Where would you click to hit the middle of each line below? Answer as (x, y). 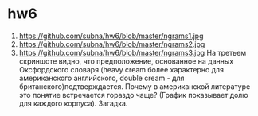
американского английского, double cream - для (102, 78)
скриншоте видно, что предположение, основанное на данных (126, 61)
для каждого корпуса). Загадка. (73, 103)
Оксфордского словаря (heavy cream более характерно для (121, 69)
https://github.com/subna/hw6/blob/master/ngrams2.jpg (112, 44)
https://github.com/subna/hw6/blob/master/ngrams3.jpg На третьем (133, 52)
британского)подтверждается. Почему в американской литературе (135, 86)
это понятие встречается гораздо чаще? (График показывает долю (133, 95)
